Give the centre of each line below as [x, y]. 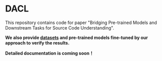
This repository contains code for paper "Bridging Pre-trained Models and [81, 22]
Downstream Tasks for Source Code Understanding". [60, 27]
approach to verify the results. [37, 42]
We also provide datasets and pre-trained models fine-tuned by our [77, 37]
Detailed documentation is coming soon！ [49, 53]
